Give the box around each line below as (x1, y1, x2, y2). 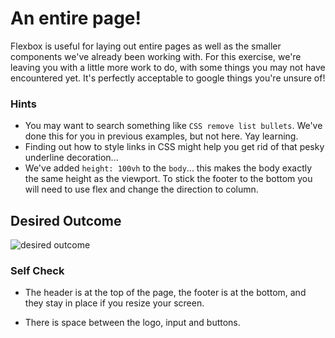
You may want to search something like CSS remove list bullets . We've (24, 120, 323, 132)
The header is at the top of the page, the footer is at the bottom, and (24, 287, 307, 299)
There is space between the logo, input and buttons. (24, 317, 241, 329)
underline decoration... (24, 152, 119, 164)
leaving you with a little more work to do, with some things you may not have (10, 61, 326, 73)
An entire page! (10, 7, 142, 30)
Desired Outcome (10, 212, 122, 229)
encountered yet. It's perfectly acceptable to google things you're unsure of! (10, 72, 326, 84)
